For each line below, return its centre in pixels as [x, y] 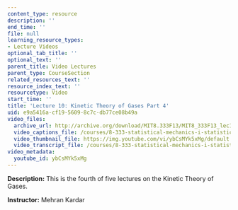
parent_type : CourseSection [49, 73]
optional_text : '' [34, 60]
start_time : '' [30, 100]
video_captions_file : [46, 132]
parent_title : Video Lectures [52, 66]
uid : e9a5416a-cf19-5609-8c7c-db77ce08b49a [73, 112]
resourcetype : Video [38, 93]
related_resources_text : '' [49, 80]
